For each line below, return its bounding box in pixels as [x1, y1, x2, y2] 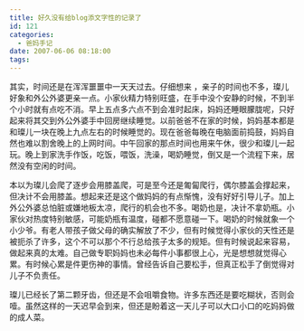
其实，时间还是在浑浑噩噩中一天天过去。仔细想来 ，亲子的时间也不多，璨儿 [9, 81, 290, 91]
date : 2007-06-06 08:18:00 [9, 47, 111, 56]
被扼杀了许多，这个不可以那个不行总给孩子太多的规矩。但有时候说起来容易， [9, 236, 295, 247]
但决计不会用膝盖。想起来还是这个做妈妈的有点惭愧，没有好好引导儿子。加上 [9, 191, 295, 202]
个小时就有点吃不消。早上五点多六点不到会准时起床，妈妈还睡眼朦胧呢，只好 [9, 104, 295, 114]
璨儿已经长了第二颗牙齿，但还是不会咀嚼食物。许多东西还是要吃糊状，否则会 [9, 289, 295, 299]
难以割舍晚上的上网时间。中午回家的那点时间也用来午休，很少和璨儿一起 [24, 137, 295, 148]
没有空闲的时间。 [16, 160, 81, 171]
